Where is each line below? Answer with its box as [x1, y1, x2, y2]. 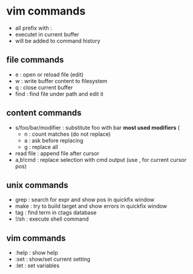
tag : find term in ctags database [15, 209, 97, 216]
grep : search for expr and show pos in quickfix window [15, 196, 155, 204]
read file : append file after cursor [15, 150, 100, 157]
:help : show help [15, 249, 58, 256]
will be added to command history [15, 37, 101, 44]
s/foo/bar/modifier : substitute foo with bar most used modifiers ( [15, 124, 180, 131]
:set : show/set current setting [15, 256, 90, 263]
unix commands [6, 180, 69, 190]
